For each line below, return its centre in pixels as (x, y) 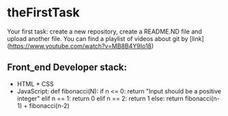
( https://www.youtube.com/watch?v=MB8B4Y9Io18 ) (81, 46)
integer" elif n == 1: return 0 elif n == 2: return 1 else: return (100, 98)
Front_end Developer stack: (67, 67)
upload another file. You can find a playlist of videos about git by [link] (106, 38)
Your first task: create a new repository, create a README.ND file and (105, 31)
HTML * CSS (35, 84)
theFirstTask (43, 13)
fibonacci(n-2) (49, 105)
